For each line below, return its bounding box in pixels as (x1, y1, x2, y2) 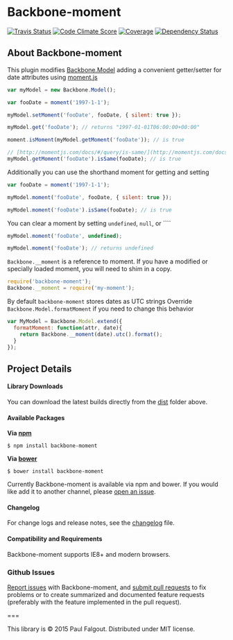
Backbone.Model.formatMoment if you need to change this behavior (7, 304, 194, 313)
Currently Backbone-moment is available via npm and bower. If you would (7, 480, 218, 489)
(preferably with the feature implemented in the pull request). (7, 598, 182, 606)
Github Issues (7, 567, 55, 577)
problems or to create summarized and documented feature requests (7, 590, 205, 598)
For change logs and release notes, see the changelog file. (7, 519, 175, 527)
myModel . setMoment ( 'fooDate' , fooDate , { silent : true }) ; (7, 112, 182, 119)
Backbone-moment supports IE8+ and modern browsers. (7, 550, 171, 558)
